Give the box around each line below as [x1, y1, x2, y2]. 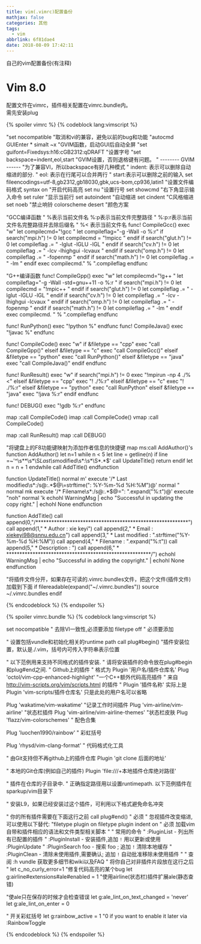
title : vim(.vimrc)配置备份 [6, 8, 73, 15]
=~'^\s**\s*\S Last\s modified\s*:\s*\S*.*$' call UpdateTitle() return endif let [6, 457, 193, 464]
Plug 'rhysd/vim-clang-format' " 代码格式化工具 [6, 742, 124, 749]
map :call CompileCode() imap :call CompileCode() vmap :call [6, 413, 159, 421]
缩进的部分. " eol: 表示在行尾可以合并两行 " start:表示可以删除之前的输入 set [6, 170, 193, 178]
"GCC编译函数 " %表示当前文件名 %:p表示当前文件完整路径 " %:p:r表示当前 [6, 214, 193, 221]
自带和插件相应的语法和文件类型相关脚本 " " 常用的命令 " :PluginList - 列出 [6, 828, 189, 835]
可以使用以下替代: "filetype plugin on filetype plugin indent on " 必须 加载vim [6, 820, 195, 828]
